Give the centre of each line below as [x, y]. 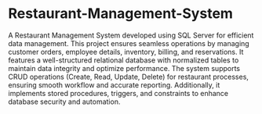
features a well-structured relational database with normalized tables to [124, 60]
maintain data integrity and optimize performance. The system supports [124, 68]
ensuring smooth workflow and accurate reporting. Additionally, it [114, 85]
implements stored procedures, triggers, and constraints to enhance [118, 93]
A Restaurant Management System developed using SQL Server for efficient [131, 35]
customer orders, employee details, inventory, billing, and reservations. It [126, 52]
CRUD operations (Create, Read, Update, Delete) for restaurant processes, [129, 77]
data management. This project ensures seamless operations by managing [129, 43]
